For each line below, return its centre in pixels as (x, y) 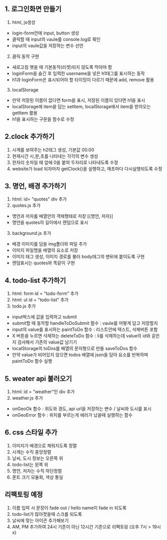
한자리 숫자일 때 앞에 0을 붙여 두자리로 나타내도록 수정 (65, 162)
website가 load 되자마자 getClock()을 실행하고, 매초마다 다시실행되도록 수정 (87, 169)
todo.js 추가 (24, 306)
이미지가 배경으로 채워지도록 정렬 (44, 446)
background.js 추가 (31, 233)
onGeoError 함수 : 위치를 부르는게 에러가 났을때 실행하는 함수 (72, 415)
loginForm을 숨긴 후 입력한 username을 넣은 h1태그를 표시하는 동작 (78, 73)
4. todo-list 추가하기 (35, 280)
